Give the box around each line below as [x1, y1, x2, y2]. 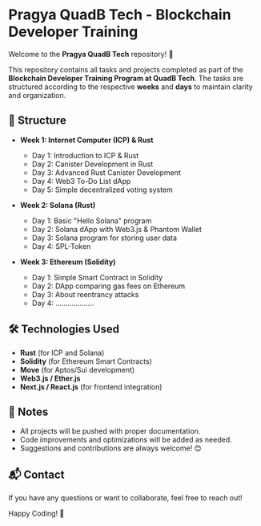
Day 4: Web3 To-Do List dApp [31, 176, 131, 186]
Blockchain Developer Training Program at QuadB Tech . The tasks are [8, 73, 244, 83]
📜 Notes [8, 405, 49, 418]
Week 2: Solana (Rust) [19, 200, 96, 210]
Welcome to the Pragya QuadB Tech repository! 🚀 [8, 49, 174, 59]
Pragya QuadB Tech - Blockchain [8, 6, 231, 24]
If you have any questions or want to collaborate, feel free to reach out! [8, 493, 243, 503]
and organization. [8, 90, 66, 100]
